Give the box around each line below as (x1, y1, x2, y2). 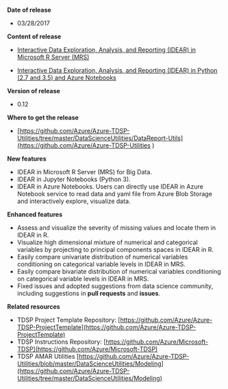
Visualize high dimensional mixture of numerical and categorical (16, 238, 199, 246)
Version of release (7, 87, 60, 95)
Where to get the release (7, 113, 79, 121)
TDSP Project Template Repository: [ (16, 316, 121, 324)
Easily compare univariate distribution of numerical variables (16, 253, 188, 261)
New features (7, 154, 47, 163)
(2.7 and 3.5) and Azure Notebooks (16, 73, 116, 82)
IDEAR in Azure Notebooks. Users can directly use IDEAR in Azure (16, 182, 203, 191)
